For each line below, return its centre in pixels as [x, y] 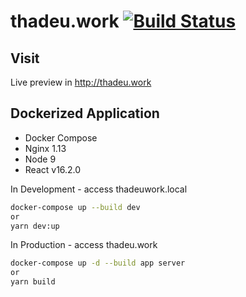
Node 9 [40, 159]
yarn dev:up [35, 226]
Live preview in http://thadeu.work [81, 82]
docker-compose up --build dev [75, 207]
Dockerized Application [85, 113]
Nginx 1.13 [45, 148]
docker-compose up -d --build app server [98, 263]
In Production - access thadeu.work [84, 245]
